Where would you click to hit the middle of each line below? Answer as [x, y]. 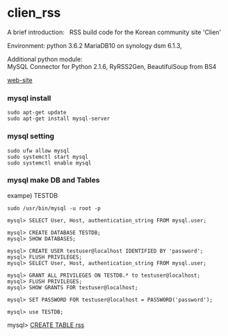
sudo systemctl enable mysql [49, 163]
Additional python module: [45, 59]
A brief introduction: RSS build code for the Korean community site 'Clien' [114, 32]
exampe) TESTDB [32, 195]
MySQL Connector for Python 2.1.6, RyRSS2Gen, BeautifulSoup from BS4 [112, 66]
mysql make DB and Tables [54, 181]
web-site [20, 80]
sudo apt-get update [37, 113]
